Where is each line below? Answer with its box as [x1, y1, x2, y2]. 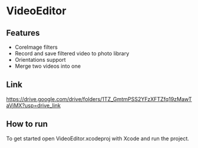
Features [6, 28, 40, 38]
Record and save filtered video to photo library [14, 50, 129, 57]
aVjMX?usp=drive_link [6, 102, 61, 109]
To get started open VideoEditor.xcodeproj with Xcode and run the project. [6, 135, 190, 142]
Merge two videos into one [14, 62, 81, 70]
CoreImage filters [14, 43, 58, 51]
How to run [6, 119, 48, 129]
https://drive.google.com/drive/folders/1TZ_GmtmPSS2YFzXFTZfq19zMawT [6, 95, 192, 102]
